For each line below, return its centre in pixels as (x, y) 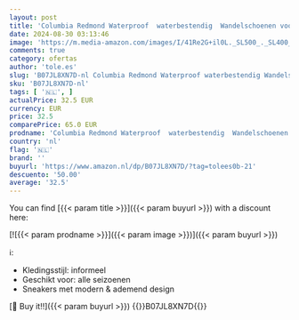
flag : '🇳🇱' (31, 149)
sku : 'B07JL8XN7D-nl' (49, 84)
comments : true (37, 51)
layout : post (33, 17)
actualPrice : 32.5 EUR (51, 100)
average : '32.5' (39, 183)
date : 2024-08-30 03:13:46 (59, 34)
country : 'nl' (36, 141)
